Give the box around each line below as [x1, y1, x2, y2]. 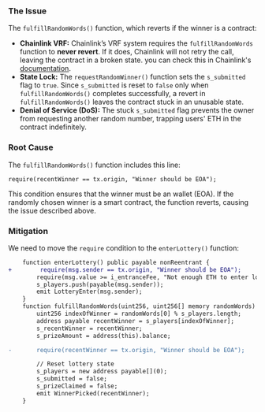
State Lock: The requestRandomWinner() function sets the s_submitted [19, 72, 246, 82]
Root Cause [8, 142, 54, 153]
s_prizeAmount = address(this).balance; [36, 332, 171, 340]
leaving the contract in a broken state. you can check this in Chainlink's [19, 55, 252, 65]
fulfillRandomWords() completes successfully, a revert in [19, 89, 206, 98]
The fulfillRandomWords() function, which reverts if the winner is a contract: [8, 24, 257, 33]
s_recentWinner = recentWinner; [36, 325, 144, 332]
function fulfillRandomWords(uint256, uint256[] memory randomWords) [22, 303, 256, 310]
